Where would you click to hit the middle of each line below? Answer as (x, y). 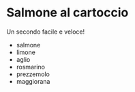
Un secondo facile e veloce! (46, 32)
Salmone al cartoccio (67, 13)
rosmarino (31, 67)
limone (26, 52)
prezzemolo (33, 74)
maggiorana (33, 81)
